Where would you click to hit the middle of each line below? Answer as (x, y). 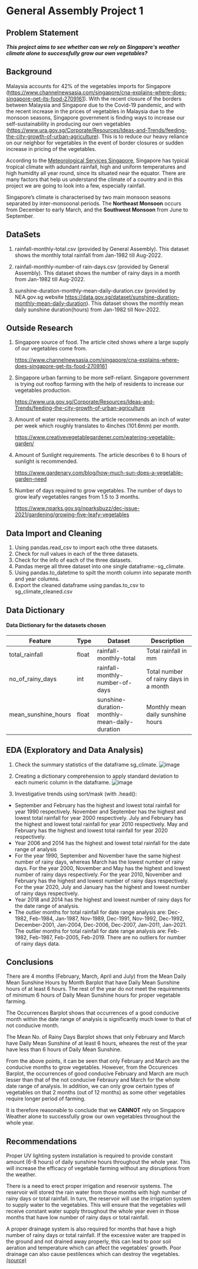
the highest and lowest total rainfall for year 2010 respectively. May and (101, 824)
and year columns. (37, 579)
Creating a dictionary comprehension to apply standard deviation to (97, 776)
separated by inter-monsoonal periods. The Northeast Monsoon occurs (94, 203)
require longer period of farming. (46, 1099)
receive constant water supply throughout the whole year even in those (93, 1211)
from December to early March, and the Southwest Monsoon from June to (97, 210)
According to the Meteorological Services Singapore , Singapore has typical (98, 160)
